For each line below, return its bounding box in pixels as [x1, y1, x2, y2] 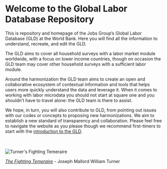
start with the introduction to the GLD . [5, 128, 83, 134]
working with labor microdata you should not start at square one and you [5, 92, 155, 98]
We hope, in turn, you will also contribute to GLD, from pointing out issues [5, 107, 157, 113]
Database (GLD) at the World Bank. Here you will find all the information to [5, 35, 158, 41]
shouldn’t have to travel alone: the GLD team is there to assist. [5, 97, 133, 103]
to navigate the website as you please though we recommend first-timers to [5, 123, 161, 129]
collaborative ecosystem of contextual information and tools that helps [5, 81, 150, 87]
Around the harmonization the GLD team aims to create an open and [5, 76, 146, 82]
